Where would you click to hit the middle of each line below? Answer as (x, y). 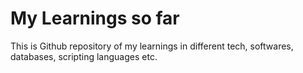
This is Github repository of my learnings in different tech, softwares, (152, 46)
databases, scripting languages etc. (84, 56)
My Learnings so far (95, 18)
